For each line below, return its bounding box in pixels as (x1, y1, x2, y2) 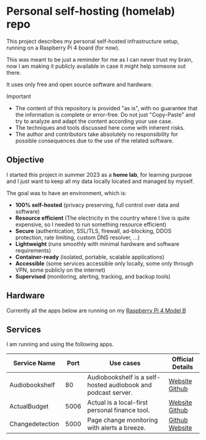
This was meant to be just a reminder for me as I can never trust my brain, (6, 56, 193, 63)
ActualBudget (9, 402, 49, 411)
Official (171, 355, 194, 364)
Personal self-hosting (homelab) (6, 4, 175, 18)
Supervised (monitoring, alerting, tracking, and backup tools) (15, 272, 170, 280)
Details (172, 363, 193, 371)
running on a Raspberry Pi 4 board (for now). (6, 44, 120, 51)
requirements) (15, 247, 51, 254)
